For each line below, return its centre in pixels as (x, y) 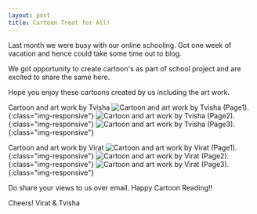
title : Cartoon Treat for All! (59, 23)
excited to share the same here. (59, 77)
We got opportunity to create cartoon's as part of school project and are (125, 68)
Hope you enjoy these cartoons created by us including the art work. (119, 92)
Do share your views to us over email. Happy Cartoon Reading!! (110, 187)
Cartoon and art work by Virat (56, 147)
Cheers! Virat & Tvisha (44, 203)
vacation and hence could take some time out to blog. (95, 53)
